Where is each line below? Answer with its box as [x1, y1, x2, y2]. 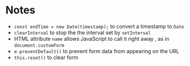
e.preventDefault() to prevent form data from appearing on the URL [13, 47, 179, 54]
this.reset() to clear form [13, 54, 79, 61]
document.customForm [13, 42, 65, 48]
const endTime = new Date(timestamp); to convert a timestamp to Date [13, 23, 184, 30]
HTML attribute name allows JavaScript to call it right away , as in [13, 35, 169, 42]
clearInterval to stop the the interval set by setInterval [13, 29, 151, 36]
